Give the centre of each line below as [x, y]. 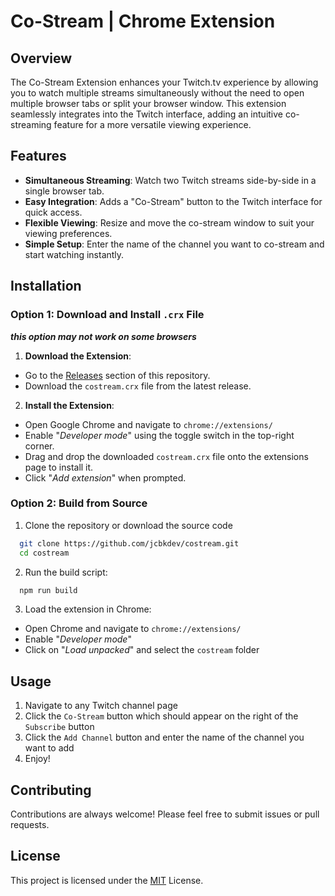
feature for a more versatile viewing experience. [152, 124]
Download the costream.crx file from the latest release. [138, 386]
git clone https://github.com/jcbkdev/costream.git [129, 543]
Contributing [51, 790]
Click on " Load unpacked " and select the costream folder [142, 650]
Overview [41, 58]
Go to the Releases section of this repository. [117, 375]
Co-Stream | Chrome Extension [143, 21]
